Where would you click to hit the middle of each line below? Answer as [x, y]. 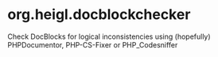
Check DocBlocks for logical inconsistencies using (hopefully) [109, 36]
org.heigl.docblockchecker [99, 15]
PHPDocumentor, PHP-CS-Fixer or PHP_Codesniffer [93, 44]
